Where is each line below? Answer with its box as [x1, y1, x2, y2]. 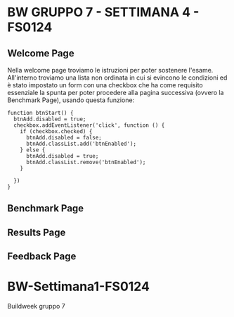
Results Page [7, 226, 66, 238]
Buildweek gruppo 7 [7, 302, 65, 311]
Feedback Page [7, 251, 77, 263]
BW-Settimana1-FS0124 [7, 279, 150, 294]
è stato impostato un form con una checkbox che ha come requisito [7, 81, 203, 89]
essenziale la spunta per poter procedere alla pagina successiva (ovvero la [7, 89, 224, 97]
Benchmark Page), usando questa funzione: [7, 96, 135, 104]
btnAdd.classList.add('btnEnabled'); [25, 140, 137, 147]
